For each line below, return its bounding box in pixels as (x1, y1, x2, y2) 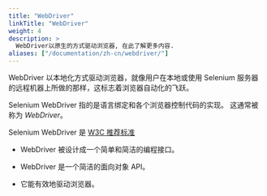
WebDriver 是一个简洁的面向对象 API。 (19, 162, 150, 171)
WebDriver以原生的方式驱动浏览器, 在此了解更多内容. (15, 42, 174, 50)
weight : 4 (8, 27, 42, 35)
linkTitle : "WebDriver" (8, 19, 89, 28)
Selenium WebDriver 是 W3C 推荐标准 (8, 127, 136, 137)
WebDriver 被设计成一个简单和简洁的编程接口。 (19, 145, 179, 154)
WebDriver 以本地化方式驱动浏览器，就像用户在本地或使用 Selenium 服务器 (8, 73, 259, 82)
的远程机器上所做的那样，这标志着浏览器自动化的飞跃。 (8, 83, 193, 92)
